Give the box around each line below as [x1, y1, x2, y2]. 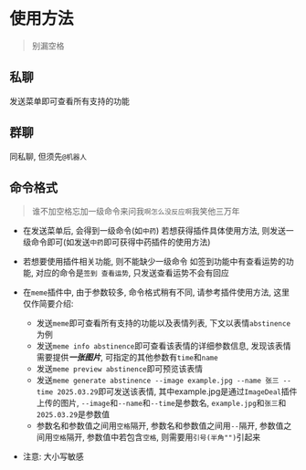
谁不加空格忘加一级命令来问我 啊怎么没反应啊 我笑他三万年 [31, 206, 240, 217]
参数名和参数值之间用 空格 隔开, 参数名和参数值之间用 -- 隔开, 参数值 [36, 421, 284, 432]
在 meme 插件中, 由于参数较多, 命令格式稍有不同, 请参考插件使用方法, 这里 [22, 287, 290, 298]
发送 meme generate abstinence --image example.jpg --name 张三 [36, 375, 280, 386]
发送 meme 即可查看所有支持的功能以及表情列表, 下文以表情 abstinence [36, 318, 290, 329]
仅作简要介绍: [22, 298, 74, 309]
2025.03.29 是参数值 [36, 409, 111, 420]
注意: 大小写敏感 [22, 451, 84, 462]
